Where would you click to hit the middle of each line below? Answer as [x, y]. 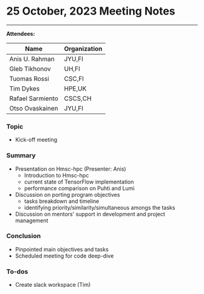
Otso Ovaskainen [34, 108]
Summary [21, 156]
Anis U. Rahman [32, 59]
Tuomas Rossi [29, 78]
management [32, 220]
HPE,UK [75, 88]
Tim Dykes [25, 88]
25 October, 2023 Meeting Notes [91, 11]
